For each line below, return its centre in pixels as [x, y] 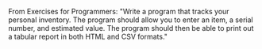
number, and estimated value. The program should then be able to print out [131, 28]
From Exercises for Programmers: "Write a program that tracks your [119, 11]
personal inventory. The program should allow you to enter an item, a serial [131, 20]
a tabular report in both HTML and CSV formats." [88, 36]
